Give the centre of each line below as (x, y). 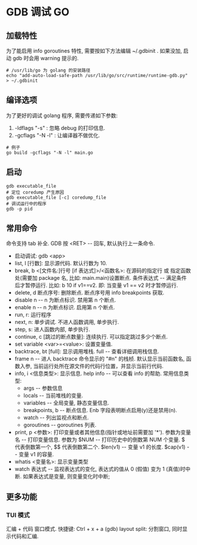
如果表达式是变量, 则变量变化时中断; (66, 476)
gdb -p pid (19, 209)
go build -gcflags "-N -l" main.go (50, 153)
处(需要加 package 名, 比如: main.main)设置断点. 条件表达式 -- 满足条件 (101, 278)
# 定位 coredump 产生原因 (35, 192)
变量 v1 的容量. (36, 454)
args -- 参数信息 (43, 388)
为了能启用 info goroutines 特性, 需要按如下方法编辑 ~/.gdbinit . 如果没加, (94, 51)
